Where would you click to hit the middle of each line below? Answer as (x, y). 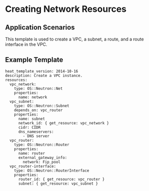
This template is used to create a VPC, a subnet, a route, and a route (74, 39)
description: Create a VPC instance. (44, 76)
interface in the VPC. (26, 44)
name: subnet (32, 119)
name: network (33, 97)
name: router (32, 153)
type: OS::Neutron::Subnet (42, 106)
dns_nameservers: (36, 132)
